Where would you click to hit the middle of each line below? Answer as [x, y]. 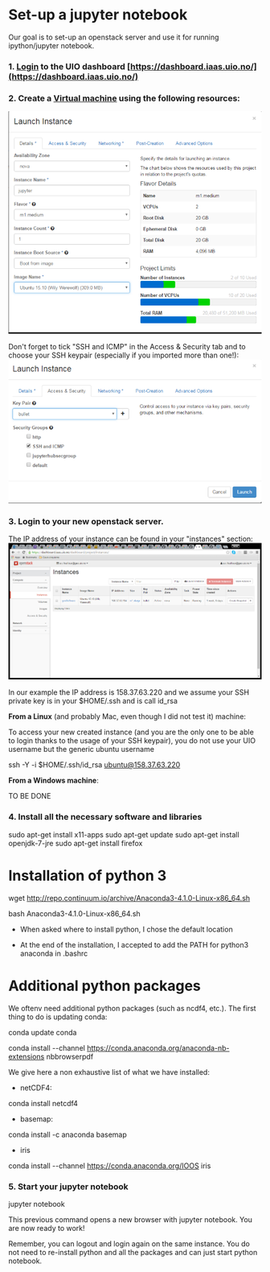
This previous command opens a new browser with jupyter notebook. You [131, 1219]
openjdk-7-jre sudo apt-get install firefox [76, 843]
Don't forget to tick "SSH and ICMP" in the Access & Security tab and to [127, 347]
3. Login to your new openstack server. [86, 521]
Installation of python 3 [88, 876]
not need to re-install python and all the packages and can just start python [133, 1252]
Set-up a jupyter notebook [98, 15]
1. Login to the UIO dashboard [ [70, 66]
